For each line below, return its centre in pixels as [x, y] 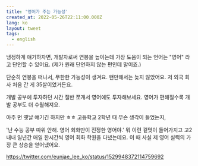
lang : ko [17, 23]
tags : [13, 34]
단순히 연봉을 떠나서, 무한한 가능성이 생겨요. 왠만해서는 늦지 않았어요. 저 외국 [95, 77]
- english [23, 39]
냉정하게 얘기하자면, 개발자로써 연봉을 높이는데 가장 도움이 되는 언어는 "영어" [95, 57]
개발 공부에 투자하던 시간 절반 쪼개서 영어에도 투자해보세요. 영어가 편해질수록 [95, 97]
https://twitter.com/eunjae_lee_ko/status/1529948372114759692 [85, 156]
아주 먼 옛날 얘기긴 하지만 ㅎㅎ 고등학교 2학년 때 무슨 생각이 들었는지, [86, 117]
